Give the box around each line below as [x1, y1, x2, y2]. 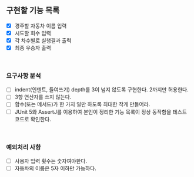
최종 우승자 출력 [14, 45, 51, 51]
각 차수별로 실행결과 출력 [14, 37, 72, 44]
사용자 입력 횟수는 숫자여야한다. [14, 157, 87, 164]
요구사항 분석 [6, 72, 41, 80]
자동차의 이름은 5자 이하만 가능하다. [14, 165, 97, 172]
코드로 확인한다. [14, 115, 51, 122]
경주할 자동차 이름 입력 [14, 22, 67, 29]
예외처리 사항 [6, 143, 41, 151]
